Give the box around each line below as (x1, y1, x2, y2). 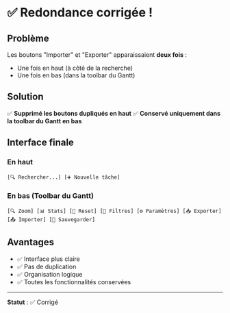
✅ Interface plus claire (16, 255, 81, 263)
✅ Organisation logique (16, 270, 84, 278)
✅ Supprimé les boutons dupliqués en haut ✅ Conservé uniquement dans (7, 109, 221, 117)
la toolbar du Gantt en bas (7, 116, 82, 125)
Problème (7, 32, 49, 44)
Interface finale (7, 137, 74, 149)
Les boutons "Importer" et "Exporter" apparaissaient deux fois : (7, 51, 187, 59)
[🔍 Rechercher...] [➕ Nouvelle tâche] (7, 173, 120, 181)
